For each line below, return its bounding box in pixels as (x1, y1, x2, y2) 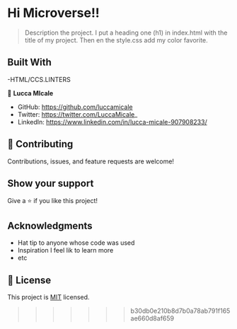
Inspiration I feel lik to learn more (17, 246, 114, 255)
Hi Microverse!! (7, 5, 100, 21)
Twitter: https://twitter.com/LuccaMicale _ (17, 110, 138, 118)
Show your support (7, 177, 94, 189)
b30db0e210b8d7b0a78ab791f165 (130, 306, 231, 315)
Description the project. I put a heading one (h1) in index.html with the (24, 28, 228, 37)
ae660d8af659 (130, 314, 175, 323)
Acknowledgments (7, 219, 93, 231)
